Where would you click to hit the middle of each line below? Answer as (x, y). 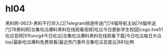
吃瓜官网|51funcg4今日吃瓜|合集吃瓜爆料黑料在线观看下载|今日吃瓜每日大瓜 (83, 35)
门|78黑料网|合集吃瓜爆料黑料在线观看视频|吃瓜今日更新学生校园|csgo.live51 (84, 29)
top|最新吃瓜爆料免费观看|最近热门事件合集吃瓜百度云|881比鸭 (70, 42)
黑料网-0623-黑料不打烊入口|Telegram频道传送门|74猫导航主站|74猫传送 (81, 23)
